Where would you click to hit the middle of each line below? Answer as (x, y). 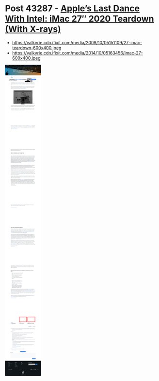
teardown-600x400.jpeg (37, 48)
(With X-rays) (33, 29)
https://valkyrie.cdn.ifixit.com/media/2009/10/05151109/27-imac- (77, 42)
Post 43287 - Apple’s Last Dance (72, 9)
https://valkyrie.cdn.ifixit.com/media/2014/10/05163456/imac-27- (77, 53)
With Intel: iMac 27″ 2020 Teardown (79, 19)
